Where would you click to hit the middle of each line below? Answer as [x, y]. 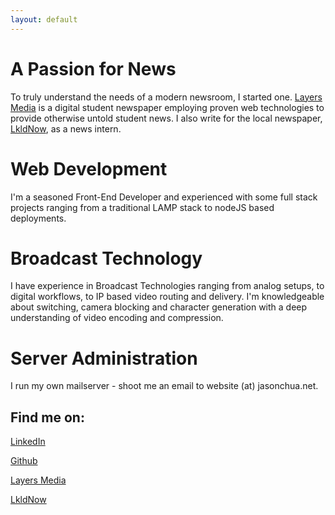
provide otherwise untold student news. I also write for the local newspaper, [166, 118]
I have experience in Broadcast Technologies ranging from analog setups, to [167, 286]
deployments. [38, 218]
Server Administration [104, 358]
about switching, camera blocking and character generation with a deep [159, 307]
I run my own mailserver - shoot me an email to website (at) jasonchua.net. [164, 386]
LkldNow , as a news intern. [66, 128]
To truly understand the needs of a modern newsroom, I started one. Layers [166, 97]
